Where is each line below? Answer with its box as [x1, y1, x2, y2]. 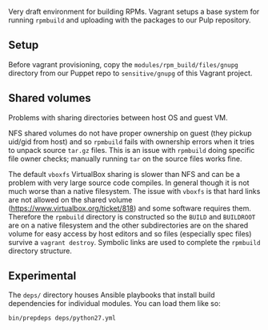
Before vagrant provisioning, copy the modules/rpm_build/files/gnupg [8, 59, 238, 69]
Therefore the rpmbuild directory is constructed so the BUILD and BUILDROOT [8, 211, 256, 221]
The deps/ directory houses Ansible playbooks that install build [8, 290, 215, 300]
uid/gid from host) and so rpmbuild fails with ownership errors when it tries [8, 136, 254, 147]
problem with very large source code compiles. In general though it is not [8, 178, 250, 187]
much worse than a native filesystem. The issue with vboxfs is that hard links [8, 186, 261, 195]
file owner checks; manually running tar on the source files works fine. [8, 154, 242, 163]
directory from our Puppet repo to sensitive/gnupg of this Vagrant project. [8, 68, 253, 78]
